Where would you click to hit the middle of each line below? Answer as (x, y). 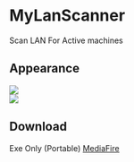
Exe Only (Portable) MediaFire (64, 148)
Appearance (45, 68)
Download (38, 127)
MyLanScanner (67, 16)
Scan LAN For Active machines (66, 40)
